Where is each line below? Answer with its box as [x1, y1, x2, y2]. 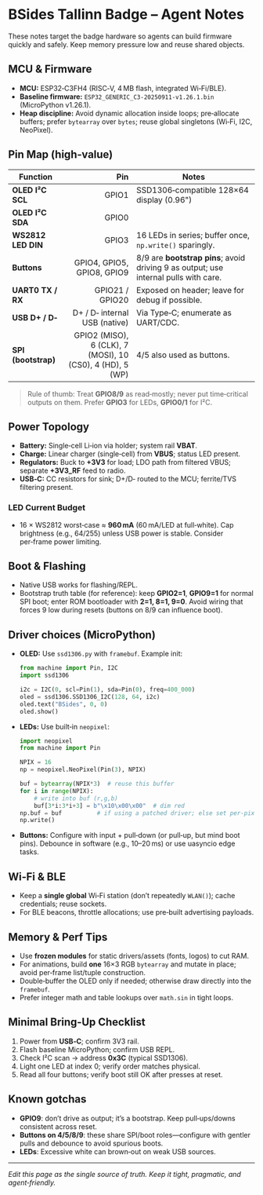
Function [19, 171, 53, 182]
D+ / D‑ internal [72, 307, 129, 318]
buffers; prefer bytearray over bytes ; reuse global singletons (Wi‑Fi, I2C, [19, 116, 253, 126]
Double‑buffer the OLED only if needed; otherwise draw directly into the [19, 976, 252, 985]
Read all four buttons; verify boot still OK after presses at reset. [19, 1069, 223, 1079]
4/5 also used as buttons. [136, 349, 230, 360]
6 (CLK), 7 [90, 339, 129, 350]
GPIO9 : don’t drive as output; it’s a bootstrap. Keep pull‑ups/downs [19, 1113, 236, 1123]
